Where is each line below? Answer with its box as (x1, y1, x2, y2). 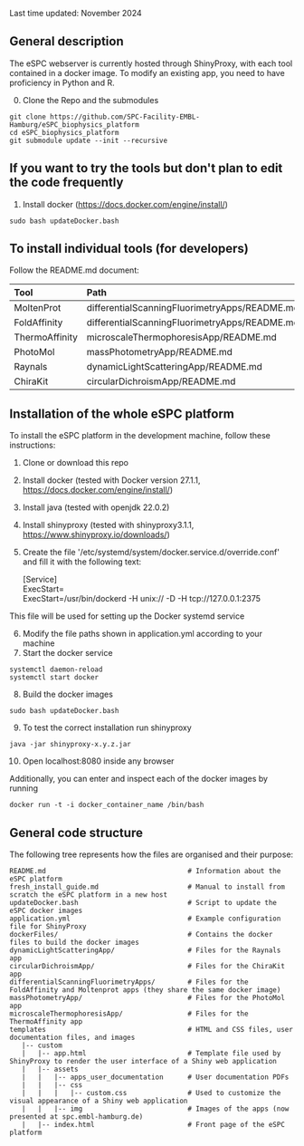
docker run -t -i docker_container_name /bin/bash (9, 801, 204, 810)
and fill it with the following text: (22, 556, 142, 567)
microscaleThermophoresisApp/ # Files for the (9, 1009, 249, 1018)
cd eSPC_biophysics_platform (9, 128, 119, 137)
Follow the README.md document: (9, 265, 139, 275)
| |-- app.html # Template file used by (21, 1049, 281, 1058)
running (9, 783, 39, 794)
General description (9, 34, 124, 49)
